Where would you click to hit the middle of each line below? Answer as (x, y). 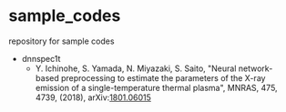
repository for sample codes (61, 41)
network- (255, 68)
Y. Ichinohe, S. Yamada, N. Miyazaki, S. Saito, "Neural (136, 68)
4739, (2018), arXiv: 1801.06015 (93, 97)
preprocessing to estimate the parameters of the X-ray (163, 77)
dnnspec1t (41, 58)
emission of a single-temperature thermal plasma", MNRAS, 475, (157, 87)
